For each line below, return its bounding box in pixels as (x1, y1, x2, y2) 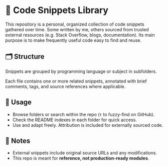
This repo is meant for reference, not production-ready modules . (12, 155, 149, 161)
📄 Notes (5, 136, 31, 145)
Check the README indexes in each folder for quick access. (12, 117, 137, 123)
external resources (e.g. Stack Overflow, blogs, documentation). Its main (5, 32, 155, 38)
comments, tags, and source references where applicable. (5, 83, 126, 90)
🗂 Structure (5, 52, 45, 61)
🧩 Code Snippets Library (5, 5, 109, 16)
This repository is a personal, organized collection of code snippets (5, 21, 144, 27)
